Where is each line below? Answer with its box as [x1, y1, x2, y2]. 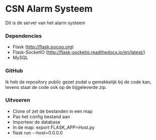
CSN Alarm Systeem [5, 3, 93, 15]
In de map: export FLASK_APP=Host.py [12, 124, 95, 130]
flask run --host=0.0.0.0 [12, 129, 63, 135]
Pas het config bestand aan [12, 113, 70, 119]
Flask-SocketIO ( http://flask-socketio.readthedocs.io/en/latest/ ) [12, 49, 146, 56]
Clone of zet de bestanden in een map [12, 108, 93, 114]
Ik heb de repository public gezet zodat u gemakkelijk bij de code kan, [5, 79, 151, 85]
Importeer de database [12, 119, 61, 125]
